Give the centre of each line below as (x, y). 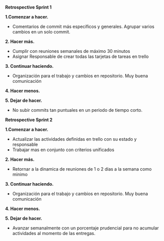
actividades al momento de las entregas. (54, 233)
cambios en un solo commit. (41, 32)
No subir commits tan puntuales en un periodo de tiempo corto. (77, 110)
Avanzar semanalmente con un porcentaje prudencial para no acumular (85, 228)
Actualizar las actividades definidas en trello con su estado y (74, 139)
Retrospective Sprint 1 (29, 7)
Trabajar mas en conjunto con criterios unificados (63, 150)
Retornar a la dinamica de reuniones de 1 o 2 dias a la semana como (82, 169)
